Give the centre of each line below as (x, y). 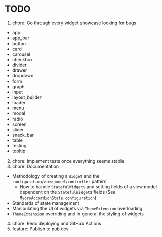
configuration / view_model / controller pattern (59, 181)
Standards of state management (46, 203)
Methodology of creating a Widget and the (56, 176)
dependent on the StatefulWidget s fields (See (68, 192)
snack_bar (23, 135)
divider (19, 65)
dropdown (23, 75)
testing (19, 145)
